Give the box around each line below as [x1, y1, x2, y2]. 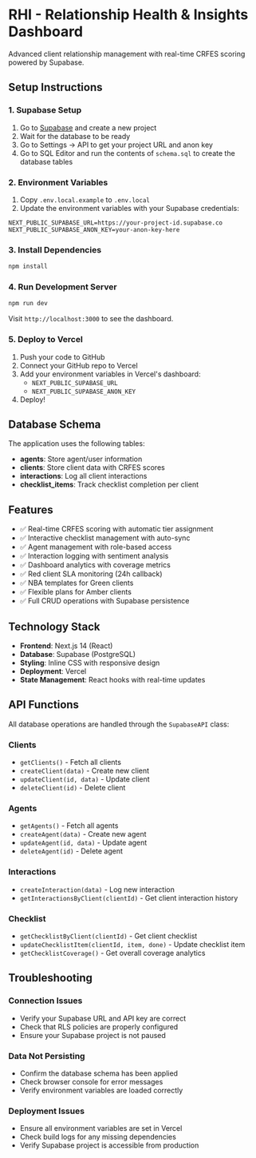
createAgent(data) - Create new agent [19, 830, 147, 839]
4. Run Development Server [8, 281, 117, 292]
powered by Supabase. [8, 58, 85, 67]
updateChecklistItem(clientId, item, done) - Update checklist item [19, 940, 246, 949]
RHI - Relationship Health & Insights [8, 6, 249, 24]
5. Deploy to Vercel [8, 334, 84, 345]
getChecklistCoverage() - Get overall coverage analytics [19, 949, 206, 957]
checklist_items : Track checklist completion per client [19, 480, 199, 489]
